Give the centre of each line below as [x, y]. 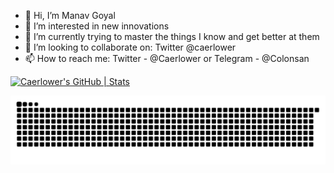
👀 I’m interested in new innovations [97, 26]
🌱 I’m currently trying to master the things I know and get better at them [172, 36]
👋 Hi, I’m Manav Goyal [70, 15]
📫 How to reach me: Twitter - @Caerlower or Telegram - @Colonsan [167, 58]
